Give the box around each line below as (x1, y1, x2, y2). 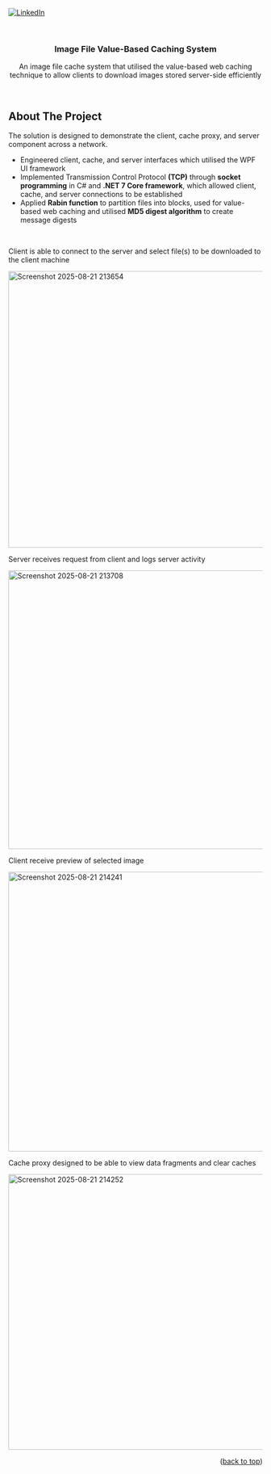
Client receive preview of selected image (8, 856, 144, 866)
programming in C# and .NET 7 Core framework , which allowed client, (19, 181, 256, 191)
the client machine (8, 255, 70, 265)
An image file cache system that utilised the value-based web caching (19, 61, 252, 72)
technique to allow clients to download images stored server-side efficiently (9, 70, 262, 80)
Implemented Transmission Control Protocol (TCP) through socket (19, 172, 241, 182)
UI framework (19, 164, 66, 174)
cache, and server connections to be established (19, 190, 183, 199)
